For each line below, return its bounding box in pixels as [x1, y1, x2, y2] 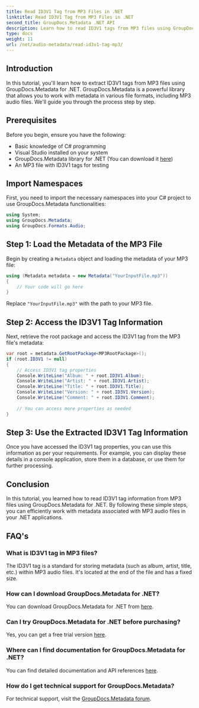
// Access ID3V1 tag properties [17, 367, 97, 373]
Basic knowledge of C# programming [14, 143, 106, 150]
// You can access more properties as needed [17, 406, 131, 411]
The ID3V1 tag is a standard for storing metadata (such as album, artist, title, [6, 562, 192, 569]
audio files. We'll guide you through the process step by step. [6, 98, 156, 105]
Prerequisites [6, 115, 57, 125]
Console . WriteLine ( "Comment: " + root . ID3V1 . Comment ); [17, 395, 155, 401]
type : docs [6, 31, 33, 37]
